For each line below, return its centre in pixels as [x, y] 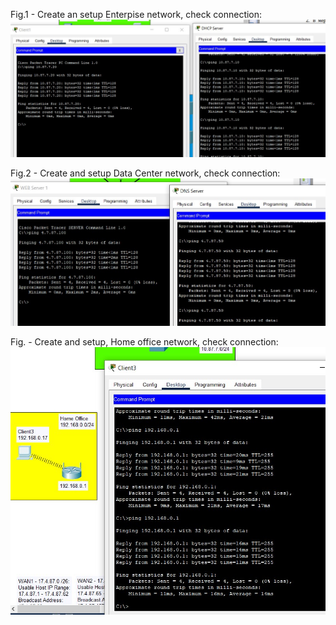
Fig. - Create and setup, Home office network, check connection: [144, 341]
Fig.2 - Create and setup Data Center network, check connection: [145, 173]
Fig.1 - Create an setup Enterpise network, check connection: [136, 14]
